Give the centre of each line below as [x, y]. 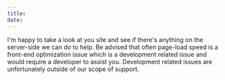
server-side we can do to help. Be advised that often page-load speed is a [113, 47]
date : [15, 20]
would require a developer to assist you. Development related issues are [110, 61]
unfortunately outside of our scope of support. [73, 69]
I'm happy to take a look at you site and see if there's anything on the [105, 39]
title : [17, 13]
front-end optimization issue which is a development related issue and [107, 54]
